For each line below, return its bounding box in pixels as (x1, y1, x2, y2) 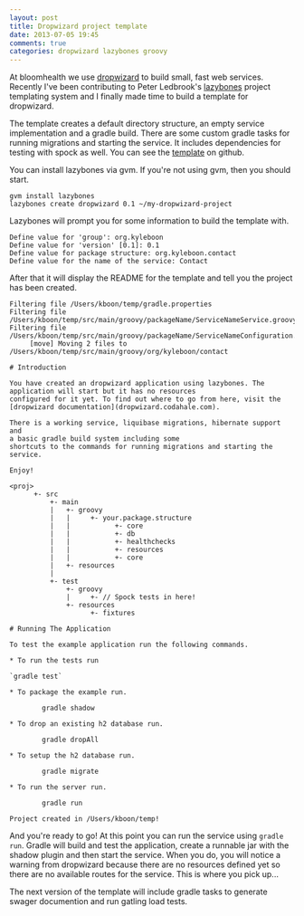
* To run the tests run (9, 656, 100, 665)
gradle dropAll (42, 735, 100, 745)
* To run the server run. (9, 783, 107, 792)
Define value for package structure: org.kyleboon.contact (9, 249, 237, 258)
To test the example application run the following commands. (9, 640, 249, 650)
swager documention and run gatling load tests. (9, 896, 188, 907)
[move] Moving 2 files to (29, 339, 128, 348)
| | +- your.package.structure (49, 513, 193, 523)
